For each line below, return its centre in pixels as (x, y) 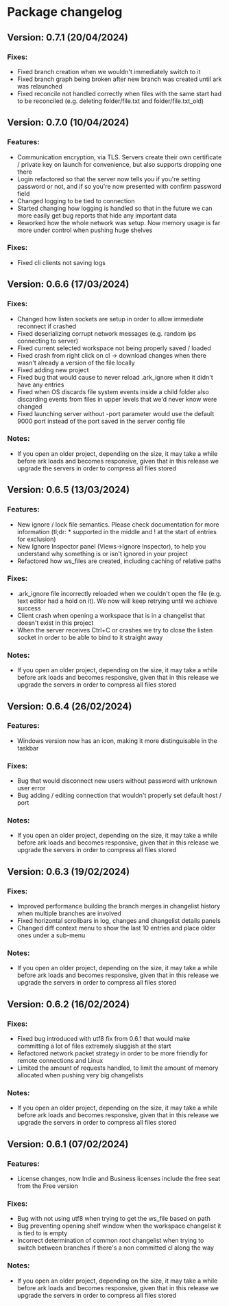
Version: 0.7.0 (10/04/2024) (68, 123)
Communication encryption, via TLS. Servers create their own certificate (119, 157)
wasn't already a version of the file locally (76, 363)
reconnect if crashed (47, 326)
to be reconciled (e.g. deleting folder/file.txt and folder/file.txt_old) (110, 101)
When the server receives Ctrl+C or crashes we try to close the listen (115, 630)
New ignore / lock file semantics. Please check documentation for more (118, 524)
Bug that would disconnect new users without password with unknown (117, 781)
